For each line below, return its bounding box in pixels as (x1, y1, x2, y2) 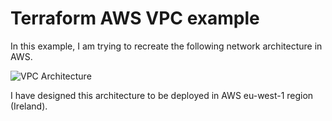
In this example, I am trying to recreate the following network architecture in (10, 40, 323, 52)
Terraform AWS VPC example (10, 7, 260, 30)
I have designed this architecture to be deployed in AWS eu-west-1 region (10, 89, 314, 101)
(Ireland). (10, 100, 48, 112)
